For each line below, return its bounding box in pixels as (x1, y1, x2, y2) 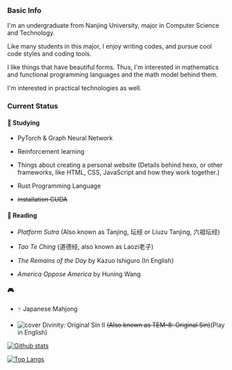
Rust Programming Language (17, 182, 101, 190)
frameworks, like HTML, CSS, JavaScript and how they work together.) (17, 168, 220, 177)
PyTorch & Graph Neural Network (17, 134, 113, 143)
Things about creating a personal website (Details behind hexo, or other (17, 161, 223, 169)
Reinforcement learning (17, 147, 85, 156)
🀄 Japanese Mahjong (17, 305, 78, 313)
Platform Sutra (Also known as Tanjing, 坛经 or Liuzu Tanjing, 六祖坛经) (17, 227, 220, 236)
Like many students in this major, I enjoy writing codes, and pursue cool (7, 42, 212, 51)
